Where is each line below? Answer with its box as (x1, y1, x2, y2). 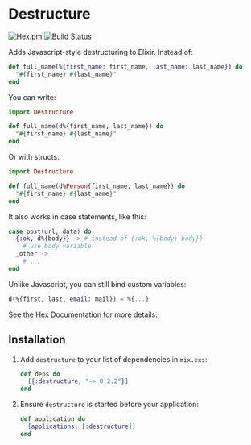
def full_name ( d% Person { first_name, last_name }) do (8, 182, 185, 190)
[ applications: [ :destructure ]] (27, 422, 136, 430)
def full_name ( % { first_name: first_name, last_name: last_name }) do (8, 62, 243, 71)
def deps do (19, 370, 60, 378)
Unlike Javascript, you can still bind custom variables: (8, 279, 187, 289)
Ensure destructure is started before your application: (19, 400, 200, 410)
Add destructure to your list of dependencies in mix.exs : (19, 354, 208, 364)
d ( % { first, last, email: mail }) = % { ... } (8, 295, 150, 303)
